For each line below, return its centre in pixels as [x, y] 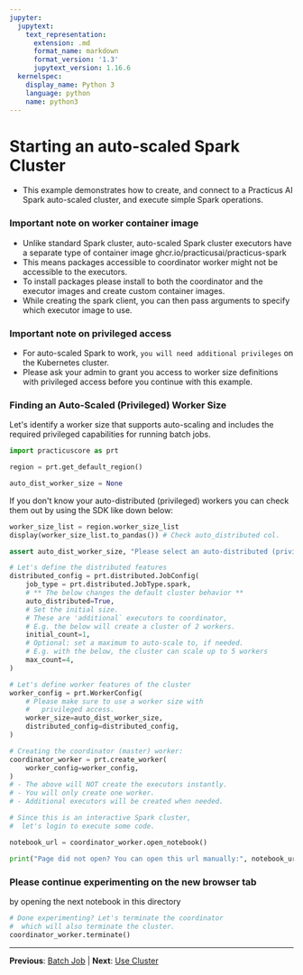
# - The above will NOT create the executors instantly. [119, 785]
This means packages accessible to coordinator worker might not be [150, 262]
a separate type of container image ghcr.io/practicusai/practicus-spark [154, 253]
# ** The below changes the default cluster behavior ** [135, 593]
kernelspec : [40, 77]
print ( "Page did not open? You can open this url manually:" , [129, 859]
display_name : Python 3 [70, 85]
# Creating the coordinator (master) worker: [96, 751]
